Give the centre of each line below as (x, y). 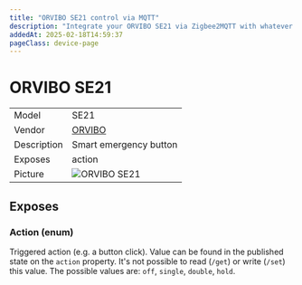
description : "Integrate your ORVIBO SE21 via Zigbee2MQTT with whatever (151, 26)
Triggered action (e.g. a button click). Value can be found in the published (146, 252)
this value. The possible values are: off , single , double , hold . (123, 271)
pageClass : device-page (54, 43)
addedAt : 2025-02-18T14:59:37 (66, 34)
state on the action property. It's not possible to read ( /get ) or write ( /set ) (148, 261)
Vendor (29, 130)
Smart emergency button (125, 145)
